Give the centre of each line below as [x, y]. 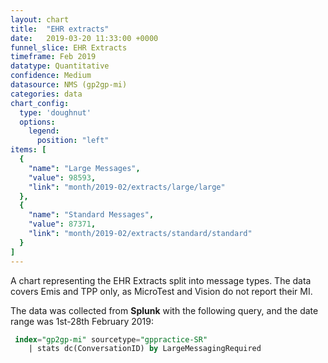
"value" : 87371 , [62, 224]
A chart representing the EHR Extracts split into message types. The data [161, 280]
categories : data [46, 94]
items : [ [28, 150]
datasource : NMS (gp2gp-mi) [69, 85]
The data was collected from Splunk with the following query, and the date [164, 310]
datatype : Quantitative [60, 66]
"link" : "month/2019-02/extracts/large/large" [127, 187]
